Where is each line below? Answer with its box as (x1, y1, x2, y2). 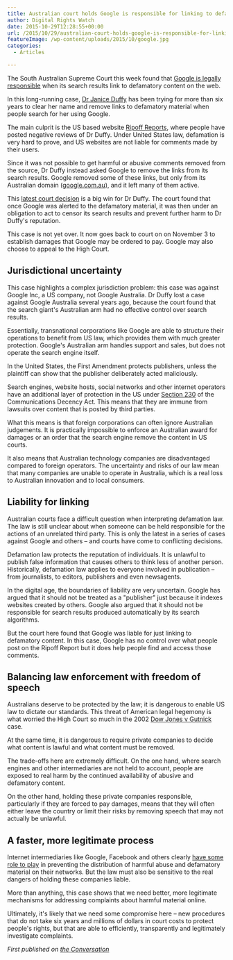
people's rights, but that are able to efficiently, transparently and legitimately (7, 925, 225, 933)
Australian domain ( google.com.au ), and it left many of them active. (7, 181, 200, 189)
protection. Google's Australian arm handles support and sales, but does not (7, 341, 225, 349)
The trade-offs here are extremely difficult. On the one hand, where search (7, 756, 221, 765)
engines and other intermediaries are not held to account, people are (7, 764, 204, 772)
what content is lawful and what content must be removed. (7, 743, 175, 752)
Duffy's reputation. (7, 216, 61, 224)
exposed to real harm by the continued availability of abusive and (7, 772, 194, 780)
